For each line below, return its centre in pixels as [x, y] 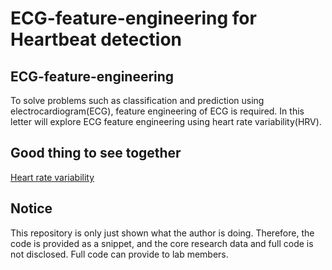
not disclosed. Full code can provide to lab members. [119, 254]
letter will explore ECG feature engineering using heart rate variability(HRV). [166, 121]
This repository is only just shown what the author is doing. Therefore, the [162, 233]
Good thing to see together [96, 153]
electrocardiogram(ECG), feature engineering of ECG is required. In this [157, 111]
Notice [31, 208]
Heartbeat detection [96, 39]
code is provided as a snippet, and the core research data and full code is [162, 243]
